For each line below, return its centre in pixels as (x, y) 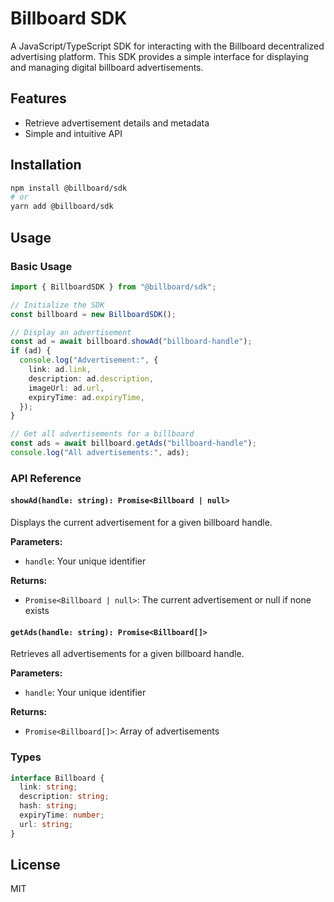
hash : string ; (48, 806)
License (35, 865)
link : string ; (48, 787)
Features (38, 98)
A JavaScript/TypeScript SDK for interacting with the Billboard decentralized (167, 46)
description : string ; (64, 797)
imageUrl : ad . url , (66, 388)
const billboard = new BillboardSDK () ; (93, 314)
